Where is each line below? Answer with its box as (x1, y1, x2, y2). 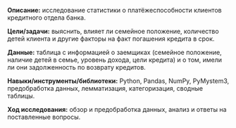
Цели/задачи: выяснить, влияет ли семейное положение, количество (7, 27, 220, 35)
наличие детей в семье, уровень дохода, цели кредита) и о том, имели (7, 56, 223, 64)
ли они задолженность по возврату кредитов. (7, 63, 146, 71)
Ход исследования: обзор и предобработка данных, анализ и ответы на (7, 105, 227, 113)
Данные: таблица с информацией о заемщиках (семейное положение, (7, 49, 222, 56)
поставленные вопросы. (7, 113, 81, 121)
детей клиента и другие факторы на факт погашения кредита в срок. (7, 34, 215, 43)
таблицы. (7, 91, 35, 100)
